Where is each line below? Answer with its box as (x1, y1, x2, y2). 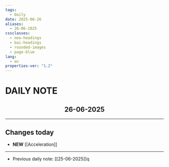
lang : (5, 54, 17, 59)
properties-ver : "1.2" (5, 63, 53, 68)
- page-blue (10, 49, 35, 54)
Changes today (5, 128, 54, 136)
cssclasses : (5, 31, 30, 36)
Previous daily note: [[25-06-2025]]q (12, 155, 90, 161)
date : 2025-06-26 (5, 17, 42, 22)
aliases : (5, 21, 24, 27)
